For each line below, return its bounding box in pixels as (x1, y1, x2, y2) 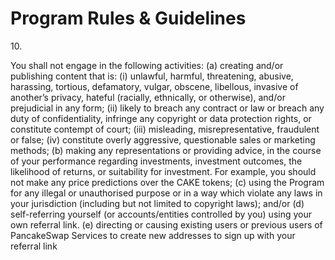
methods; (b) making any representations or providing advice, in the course (10, 144, 322, 156)
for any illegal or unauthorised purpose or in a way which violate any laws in (10, 187, 323, 199)
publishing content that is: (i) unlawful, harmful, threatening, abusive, (10, 70, 294, 82)
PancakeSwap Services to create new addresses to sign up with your (10, 229, 296, 241)
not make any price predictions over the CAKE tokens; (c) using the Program (10, 176, 325, 188)
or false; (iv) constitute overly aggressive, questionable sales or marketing (10, 133, 316, 146)
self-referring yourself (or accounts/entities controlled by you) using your (10, 208, 313, 220)
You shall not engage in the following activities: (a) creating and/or (10, 59, 284, 71)
